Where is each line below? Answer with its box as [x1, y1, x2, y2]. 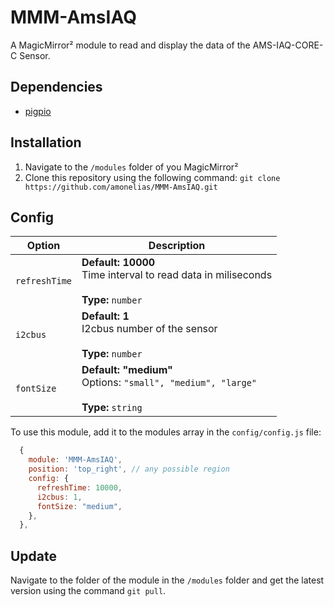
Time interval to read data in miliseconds [81, 268, 273, 282]
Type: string [81, 401, 143, 415]
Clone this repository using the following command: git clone [24, 171, 281, 183]
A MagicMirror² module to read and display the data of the [10, 39, 251, 51]
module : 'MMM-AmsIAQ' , [28, 455, 123, 465]
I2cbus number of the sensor [81, 322, 218, 336]
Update [10, 547, 58, 565]
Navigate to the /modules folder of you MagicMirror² [24, 161, 239, 173]
